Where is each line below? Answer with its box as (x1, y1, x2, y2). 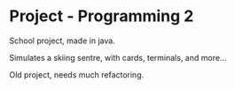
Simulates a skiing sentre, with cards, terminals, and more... (9, 52, 227, 63)
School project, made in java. (9, 35, 115, 46)
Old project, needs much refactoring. (9, 69, 145, 80)
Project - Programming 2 (9, 6, 194, 26)
